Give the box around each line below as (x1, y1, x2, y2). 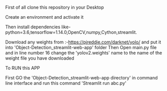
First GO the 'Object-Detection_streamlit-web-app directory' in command (5, 75, 158, 80)
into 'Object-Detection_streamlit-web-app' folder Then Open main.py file (5, 44, 157, 50)
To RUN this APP (5, 65, 40, 71)
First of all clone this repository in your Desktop (5, 5, 104, 10)
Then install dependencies (5, 24, 61, 30)
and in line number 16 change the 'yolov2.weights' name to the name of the (5, 50, 162, 56)
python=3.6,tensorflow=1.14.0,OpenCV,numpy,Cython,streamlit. (5, 29, 138, 35)
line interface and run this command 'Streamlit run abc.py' (5, 80, 127, 86)
